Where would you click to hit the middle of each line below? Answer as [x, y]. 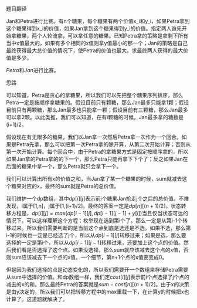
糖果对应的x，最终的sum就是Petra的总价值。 [65, 186]
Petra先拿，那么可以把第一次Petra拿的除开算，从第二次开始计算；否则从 [103, 144]
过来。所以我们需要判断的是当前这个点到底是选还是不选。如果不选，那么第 [101, 228]
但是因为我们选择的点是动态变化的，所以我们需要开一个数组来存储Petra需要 [97, 270]
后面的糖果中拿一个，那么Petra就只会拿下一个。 [64, 166]
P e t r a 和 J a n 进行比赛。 [33, 70]
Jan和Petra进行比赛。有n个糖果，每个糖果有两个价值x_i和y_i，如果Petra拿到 [98, 21]
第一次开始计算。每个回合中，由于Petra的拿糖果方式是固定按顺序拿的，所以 [97, 152]
